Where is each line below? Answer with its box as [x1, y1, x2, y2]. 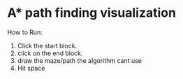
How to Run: [7, 28, 43, 36]
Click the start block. [17, 41, 78, 50]
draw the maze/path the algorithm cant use [17, 56, 142, 64]
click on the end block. [17, 49, 83, 57]
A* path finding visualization [7, 5, 177, 21]
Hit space [17, 64, 45, 72]
